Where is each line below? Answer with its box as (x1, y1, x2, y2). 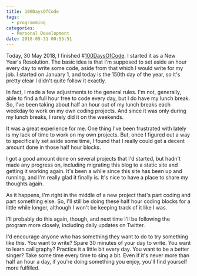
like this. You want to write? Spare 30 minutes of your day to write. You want (6, 240, 191, 246)
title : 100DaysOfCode (6, 8, 59, 15)
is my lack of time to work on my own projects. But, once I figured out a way (6, 131, 190, 138)
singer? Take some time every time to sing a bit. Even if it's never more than (6, 252, 190, 259)
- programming (11, 19, 46, 25)
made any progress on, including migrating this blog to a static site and (6, 161, 178, 168)
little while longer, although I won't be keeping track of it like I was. (6, 204, 168, 211)
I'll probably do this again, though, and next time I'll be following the (6, 215, 171, 222)
